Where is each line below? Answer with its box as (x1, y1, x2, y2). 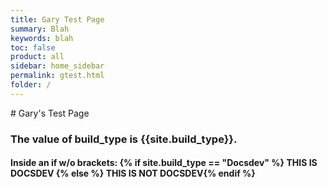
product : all (10, 52, 65, 62)
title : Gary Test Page (10, 14, 105, 25)
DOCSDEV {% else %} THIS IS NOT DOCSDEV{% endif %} (10, 167, 256, 180)
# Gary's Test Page (10, 107, 90, 119)
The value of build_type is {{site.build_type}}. (10, 132, 238, 146)
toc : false (10, 42, 56, 53)
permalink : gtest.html (10, 71, 105, 81)
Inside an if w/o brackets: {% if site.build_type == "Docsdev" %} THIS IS (10, 157, 318, 169)
